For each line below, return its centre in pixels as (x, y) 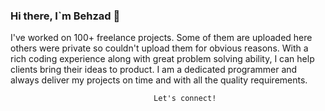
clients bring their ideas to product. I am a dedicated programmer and (154, 70)
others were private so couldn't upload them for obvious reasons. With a (159, 48)
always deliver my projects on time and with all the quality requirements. (159, 80)
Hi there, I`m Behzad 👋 (65, 16)
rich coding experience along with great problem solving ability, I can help (162, 59)
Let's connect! (185, 99)
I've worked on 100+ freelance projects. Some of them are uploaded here (161, 38)
